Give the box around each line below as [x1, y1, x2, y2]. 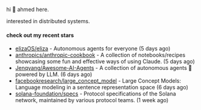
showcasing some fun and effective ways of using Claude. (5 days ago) [15, 58, 195, 65]
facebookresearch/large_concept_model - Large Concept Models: [15, 77, 182, 84]
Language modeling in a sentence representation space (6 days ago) [15, 84, 189, 91]
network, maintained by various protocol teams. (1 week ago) [15, 97, 169, 104]
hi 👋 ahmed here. [6, 6, 49, 13]
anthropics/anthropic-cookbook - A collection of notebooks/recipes [15, 52, 186, 59]
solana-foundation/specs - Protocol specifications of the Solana [15, 90, 177, 97]
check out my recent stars [6, 31, 74, 39]
